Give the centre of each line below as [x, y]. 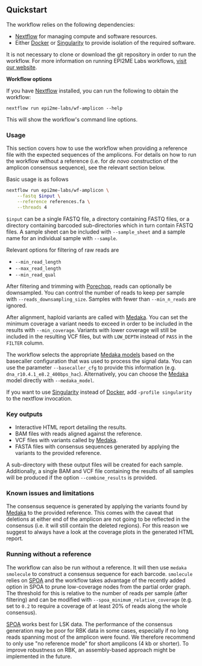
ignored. [17, 305]
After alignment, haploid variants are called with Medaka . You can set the [97, 317]
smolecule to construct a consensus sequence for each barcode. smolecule [99, 573]
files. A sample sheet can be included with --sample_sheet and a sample [96, 232]
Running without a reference [49, 554]
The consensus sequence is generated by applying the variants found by [97, 506]
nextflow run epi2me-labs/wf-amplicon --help [64, 108]
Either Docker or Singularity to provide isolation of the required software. [105, 42]
